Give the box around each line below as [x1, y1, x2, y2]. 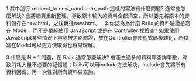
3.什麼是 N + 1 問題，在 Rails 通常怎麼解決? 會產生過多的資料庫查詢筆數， [6, 54, 183, 61]
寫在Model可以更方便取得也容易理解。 [6, 41, 98, 48]
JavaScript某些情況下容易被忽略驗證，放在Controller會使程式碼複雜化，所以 [6, 34, 189, 41]
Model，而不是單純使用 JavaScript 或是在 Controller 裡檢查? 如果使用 [12, 27, 180, 34]
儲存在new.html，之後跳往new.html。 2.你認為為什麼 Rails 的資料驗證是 [11, 20, 185, 26]
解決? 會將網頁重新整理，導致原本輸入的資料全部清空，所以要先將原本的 [11, 12, 185, 19]
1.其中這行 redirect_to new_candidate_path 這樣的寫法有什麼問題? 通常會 [6, 5, 181, 12]
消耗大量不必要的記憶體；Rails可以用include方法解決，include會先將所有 [11, 61, 186, 68]
